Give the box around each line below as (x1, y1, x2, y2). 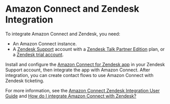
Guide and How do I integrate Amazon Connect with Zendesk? (5, 93, 137, 99)
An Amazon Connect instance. (12, 40, 77, 46)
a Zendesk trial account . (12, 51, 64, 58)
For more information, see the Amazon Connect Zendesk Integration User (5, 87, 160, 93)
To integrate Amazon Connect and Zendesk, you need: (5, 31, 120, 37)
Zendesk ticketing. (5, 77, 44, 84)
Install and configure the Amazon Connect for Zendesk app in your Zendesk (5, 61, 165, 67)
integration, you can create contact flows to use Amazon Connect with (5, 72, 154, 78)
